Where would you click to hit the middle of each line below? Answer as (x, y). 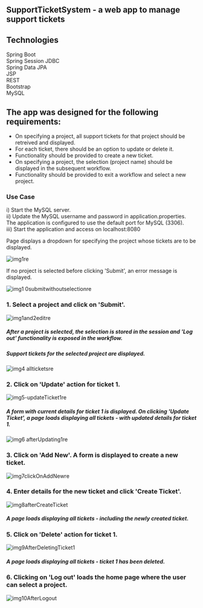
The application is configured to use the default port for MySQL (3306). (95, 223)
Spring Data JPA (27, 67)
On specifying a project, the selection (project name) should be (94, 162)
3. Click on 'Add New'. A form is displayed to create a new (92, 455)
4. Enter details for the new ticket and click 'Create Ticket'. (94, 491)
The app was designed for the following (82, 112)
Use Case (21, 197)
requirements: (34, 121)
